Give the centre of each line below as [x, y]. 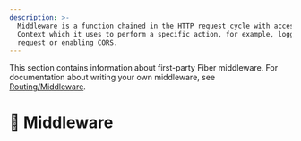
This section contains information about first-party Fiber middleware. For [144, 68]
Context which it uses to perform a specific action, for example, [146, 34]
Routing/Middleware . [48, 87]
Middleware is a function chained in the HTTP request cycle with [144, 26]
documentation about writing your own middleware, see [112, 78]
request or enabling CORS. [68, 42]
